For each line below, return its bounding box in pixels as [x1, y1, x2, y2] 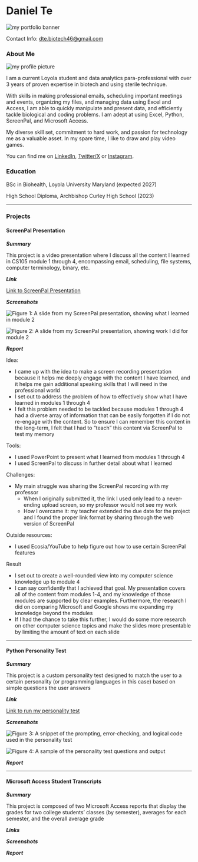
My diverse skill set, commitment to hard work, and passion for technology [6, 128, 187, 136]
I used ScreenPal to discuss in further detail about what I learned [14, 460, 172, 467]
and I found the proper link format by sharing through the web [23, 514, 174, 521]
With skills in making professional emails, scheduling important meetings [6, 93, 183, 100]
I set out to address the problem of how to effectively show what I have [14, 393, 187, 400]
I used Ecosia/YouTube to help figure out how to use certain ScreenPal [14, 543, 186, 550]
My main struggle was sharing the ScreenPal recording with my [14, 482, 169, 490]
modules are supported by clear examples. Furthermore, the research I [14, 597, 187, 604]
